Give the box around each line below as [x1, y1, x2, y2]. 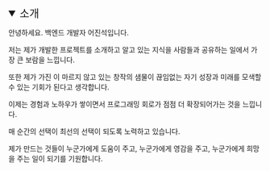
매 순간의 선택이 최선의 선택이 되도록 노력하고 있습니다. [8, 127, 181, 136]
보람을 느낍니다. [25, 55, 75, 65]
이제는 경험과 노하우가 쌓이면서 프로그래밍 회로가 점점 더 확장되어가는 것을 [8, 99, 241, 109]
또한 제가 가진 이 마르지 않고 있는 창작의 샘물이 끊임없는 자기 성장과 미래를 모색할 [8, 73, 262, 81]
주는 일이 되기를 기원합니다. [16, 154, 103, 163]
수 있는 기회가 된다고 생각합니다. [8, 82, 110, 92]
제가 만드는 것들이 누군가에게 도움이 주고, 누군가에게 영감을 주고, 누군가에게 [8, 144, 245, 153]
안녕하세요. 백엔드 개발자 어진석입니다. [8, 28, 129, 37]
